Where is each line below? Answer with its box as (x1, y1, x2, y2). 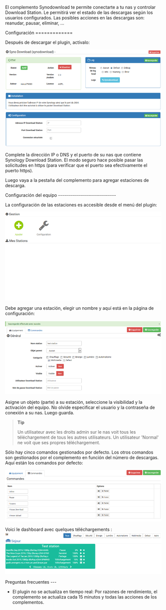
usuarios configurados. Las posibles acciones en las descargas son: (5, 15, 145, 20)
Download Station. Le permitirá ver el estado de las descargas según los (5, 9, 153, 15)
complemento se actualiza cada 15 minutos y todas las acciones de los (12, 594, 157, 600)
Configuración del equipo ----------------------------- (5, 192, 116, 198)
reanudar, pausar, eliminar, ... (5, 20, 64, 26)
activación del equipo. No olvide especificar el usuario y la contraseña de (5, 404, 155, 410)
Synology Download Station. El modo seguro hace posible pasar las (5, 157, 143, 163)
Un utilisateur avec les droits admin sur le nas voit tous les (17, 429, 136, 435)
